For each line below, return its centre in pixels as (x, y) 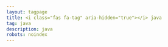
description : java (30, 29)
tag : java (19, 23)
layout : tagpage (27, 12)
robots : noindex (27, 35)
